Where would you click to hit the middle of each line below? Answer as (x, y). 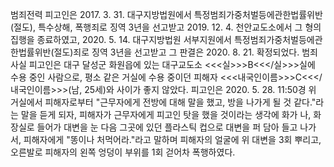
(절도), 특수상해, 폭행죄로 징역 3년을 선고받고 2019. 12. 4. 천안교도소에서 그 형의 (166, 27)
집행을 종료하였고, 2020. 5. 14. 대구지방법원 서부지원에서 (121, 39)
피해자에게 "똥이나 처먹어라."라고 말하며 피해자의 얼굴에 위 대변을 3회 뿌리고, (172, 139)
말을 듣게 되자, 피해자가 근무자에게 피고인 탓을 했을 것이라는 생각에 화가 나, (166, 114)
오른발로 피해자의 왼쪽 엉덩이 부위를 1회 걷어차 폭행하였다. (123, 152)
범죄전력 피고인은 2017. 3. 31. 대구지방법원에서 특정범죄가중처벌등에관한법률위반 (166, 14)
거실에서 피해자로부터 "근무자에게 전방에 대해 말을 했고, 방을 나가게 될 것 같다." (163, 102)
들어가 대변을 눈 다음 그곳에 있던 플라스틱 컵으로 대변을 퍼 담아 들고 (167, 127)
